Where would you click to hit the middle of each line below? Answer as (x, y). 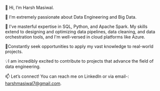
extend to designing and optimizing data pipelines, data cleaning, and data (80, 32)
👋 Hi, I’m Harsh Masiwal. (30, 8)
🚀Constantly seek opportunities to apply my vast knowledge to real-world (79, 46)
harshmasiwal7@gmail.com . (34, 83)
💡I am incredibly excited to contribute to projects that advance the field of (80, 61)
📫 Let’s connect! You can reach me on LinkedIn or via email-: (67, 76)
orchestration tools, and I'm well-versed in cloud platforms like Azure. (75, 37)
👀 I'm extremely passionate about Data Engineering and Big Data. (71, 17)
